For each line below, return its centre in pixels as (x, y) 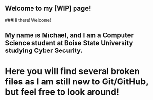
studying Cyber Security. (44, 51)
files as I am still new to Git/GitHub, (77, 82)
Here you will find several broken (72, 72)
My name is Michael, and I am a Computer (69, 36)
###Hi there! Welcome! (28, 20)
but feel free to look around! (62, 92)
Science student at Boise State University (69, 43)
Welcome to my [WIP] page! (48, 8)
